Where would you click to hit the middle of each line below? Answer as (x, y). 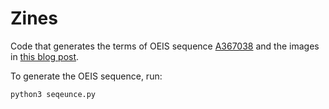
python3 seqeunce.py (53, 94)
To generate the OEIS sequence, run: (86, 76)
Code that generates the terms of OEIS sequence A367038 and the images (165, 46)
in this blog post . (45, 56)
